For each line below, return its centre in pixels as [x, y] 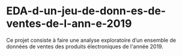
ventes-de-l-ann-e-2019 [69, 24]
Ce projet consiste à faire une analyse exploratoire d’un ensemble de [91, 40]
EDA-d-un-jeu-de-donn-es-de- [86, 11]
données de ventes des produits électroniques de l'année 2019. [85, 46]
